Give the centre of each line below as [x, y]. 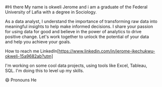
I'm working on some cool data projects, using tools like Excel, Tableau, [76, 65]
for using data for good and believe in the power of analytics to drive [73, 31]
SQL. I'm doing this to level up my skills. [44, 71]
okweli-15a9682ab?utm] [29, 56]
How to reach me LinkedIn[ [32, 51]
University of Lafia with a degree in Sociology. [51, 12]
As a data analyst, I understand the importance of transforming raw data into [81, 21]
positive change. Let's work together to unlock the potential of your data [77, 37]
